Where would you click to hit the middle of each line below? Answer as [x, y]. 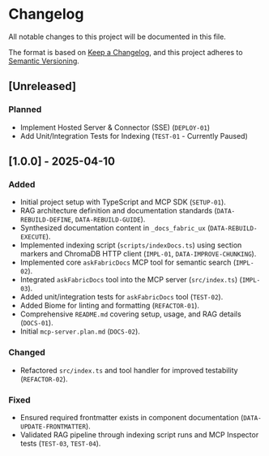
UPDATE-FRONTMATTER [53, 427]
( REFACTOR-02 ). [44, 379]
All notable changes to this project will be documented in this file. [117, 37]
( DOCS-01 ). [37, 323]
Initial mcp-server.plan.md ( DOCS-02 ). [80, 331]
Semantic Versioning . [44, 61]
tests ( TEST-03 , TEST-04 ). [60, 443]
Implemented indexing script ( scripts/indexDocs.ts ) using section [131, 245]
